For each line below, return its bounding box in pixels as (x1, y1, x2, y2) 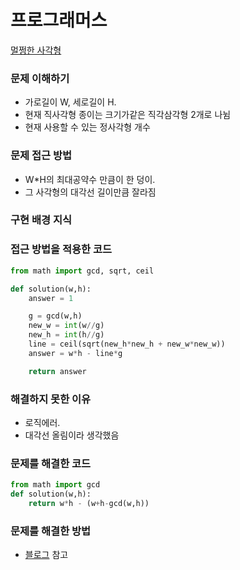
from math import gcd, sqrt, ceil (10, 266, 155, 276)
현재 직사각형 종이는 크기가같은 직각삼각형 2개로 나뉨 (24, 109, 232, 121)
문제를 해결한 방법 (10, 524, 92, 538)
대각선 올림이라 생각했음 (24, 429, 120, 441)
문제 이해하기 (10, 71, 70, 85)
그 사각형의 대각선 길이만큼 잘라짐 (24, 186, 157, 198)
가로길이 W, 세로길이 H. (24, 96, 117, 108)
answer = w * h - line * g (28, 348, 123, 358)
